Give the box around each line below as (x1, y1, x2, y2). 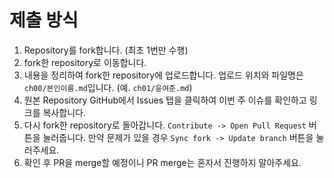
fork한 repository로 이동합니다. (23, 56, 147, 68)
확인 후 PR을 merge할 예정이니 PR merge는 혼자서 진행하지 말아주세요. (23, 156, 302, 168)
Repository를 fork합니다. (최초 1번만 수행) (23, 44, 189, 56)
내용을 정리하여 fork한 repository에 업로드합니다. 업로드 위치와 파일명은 (23, 69, 304, 81)
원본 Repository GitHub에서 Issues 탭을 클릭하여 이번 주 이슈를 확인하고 (23, 94, 307, 106)
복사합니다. (42, 106, 86, 118)
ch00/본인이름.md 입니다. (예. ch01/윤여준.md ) (23, 81, 193, 93)
